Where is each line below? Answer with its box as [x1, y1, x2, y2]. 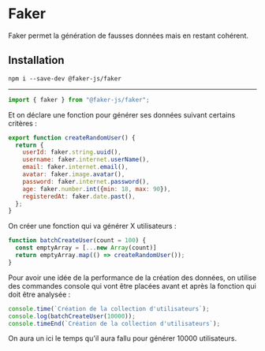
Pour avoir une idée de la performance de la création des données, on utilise [8, 273, 257, 282]
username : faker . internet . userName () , [22, 155, 150, 164]
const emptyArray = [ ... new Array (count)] [15, 244, 157, 252]
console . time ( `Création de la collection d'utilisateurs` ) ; [8, 304, 211, 312]
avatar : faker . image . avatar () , [22, 170, 125, 178]
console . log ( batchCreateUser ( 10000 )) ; [8, 312, 136, 320]
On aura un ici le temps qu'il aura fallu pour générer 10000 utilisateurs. [8, 334, 237, 343]
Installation [8, 54, 65, 67]
